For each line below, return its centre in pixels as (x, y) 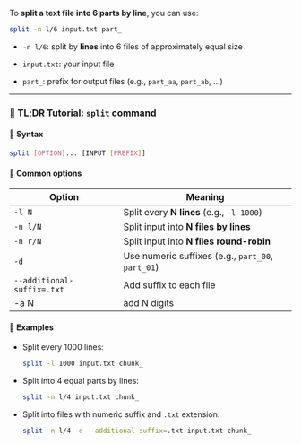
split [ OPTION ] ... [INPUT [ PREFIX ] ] (77, 153)
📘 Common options (46, 173)
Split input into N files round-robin (197, 241)
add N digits (149, 303)
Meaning (205, 197)
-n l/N (28, 227)
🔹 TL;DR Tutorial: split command (83, 113)
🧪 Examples (31, 327)
